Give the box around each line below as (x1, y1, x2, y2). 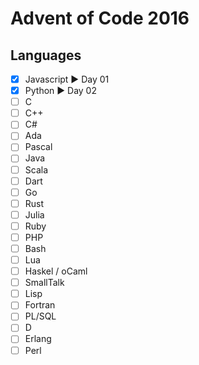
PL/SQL (24, 310, 57, 322)
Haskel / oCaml (24, 265, 88, 277)
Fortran (24, 299, 56, 311)
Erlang (24, 333, 52, 345)
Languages (10, 47, 82, 64)
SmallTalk (24, 277, 65, 289)
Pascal (24, 141, 53, 153)
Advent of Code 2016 (10, 7, 190, 30)
